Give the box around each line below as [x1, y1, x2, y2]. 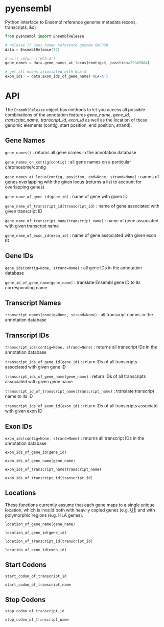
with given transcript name [5, 223, 59, 229]
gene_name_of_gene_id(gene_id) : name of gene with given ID [5, 193, 128, 199]
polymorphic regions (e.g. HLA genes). [5, 512, 84, 518]
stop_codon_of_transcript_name [5, 617, 69, 622]
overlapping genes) [5, 184, 45, 190]
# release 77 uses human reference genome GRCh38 [5, 43, 109, 47]
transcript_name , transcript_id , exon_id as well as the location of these [5, 117, 148, 123]
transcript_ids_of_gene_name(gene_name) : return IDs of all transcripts [5, 373, 146, 379]
